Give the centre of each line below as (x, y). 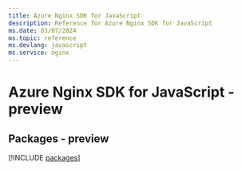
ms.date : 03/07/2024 (43, 30)
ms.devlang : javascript (48, 45)
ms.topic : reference (43, 38)
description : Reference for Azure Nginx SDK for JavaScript (111, 23)
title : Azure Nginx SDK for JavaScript (75, 16)
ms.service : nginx (39, 53)
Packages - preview (59, 138)
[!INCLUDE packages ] (44, 158)
